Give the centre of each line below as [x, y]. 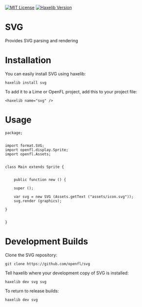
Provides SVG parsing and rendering [42, 40]
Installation [28, 60]
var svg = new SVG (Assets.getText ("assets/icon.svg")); [74, 197]
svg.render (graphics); [38, 201]
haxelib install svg [26, 83]
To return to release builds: [32, 291]
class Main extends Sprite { [35, 167]
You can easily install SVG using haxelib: [45, 73]
